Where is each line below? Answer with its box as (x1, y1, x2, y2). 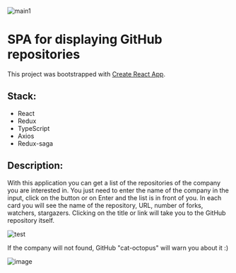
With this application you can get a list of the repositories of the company (7, 178, 221, 187)
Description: (7, 160, 64, 172)
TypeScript (17, 124, 50, 132)
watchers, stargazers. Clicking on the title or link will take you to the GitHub (7, 209, 226, 217)
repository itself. (7, 216, 55, 224)
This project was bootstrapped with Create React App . (7, 69, 166, 78)
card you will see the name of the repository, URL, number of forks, (7, 201, 203, 209)
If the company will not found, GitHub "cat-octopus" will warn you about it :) (7, 243, 229, 252)
